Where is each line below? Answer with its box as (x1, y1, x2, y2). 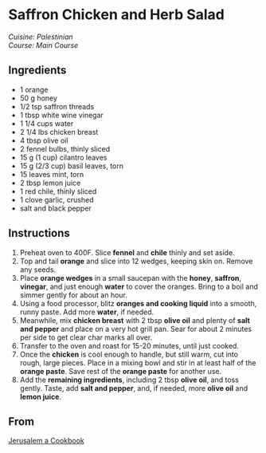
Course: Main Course (8, 40, 79, 49)
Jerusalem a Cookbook (8, 436, 85, 446)
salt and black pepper (19, 203, 92, 213)
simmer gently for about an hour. (19, 290, 127, 300)
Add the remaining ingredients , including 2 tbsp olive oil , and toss (19, 375, 239, 384)
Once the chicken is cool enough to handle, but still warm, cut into (19, 349, 239, 359)
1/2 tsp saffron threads (19, 101, 95, 111)
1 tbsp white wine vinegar (19, 110, 104, 120)
